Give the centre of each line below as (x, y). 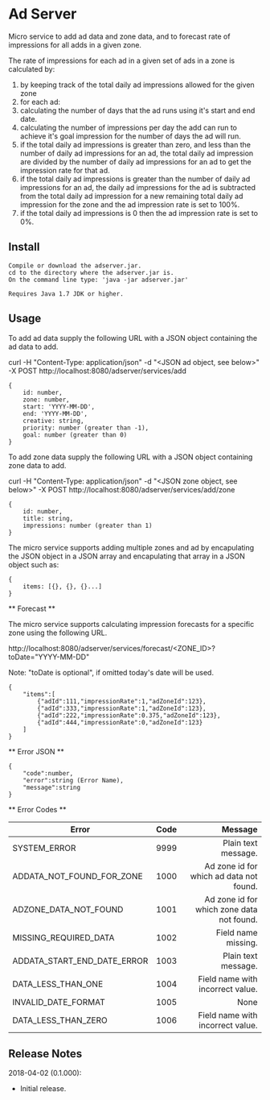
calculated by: (32, 68)
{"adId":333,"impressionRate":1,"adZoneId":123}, (122, 708)
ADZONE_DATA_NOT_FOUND (68, 909)
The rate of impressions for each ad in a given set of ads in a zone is (122, 60)
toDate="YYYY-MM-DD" (49, 657)
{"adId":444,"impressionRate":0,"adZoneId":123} (120, 722)
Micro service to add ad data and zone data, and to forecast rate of (119, 36)
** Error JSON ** (36, 751)
